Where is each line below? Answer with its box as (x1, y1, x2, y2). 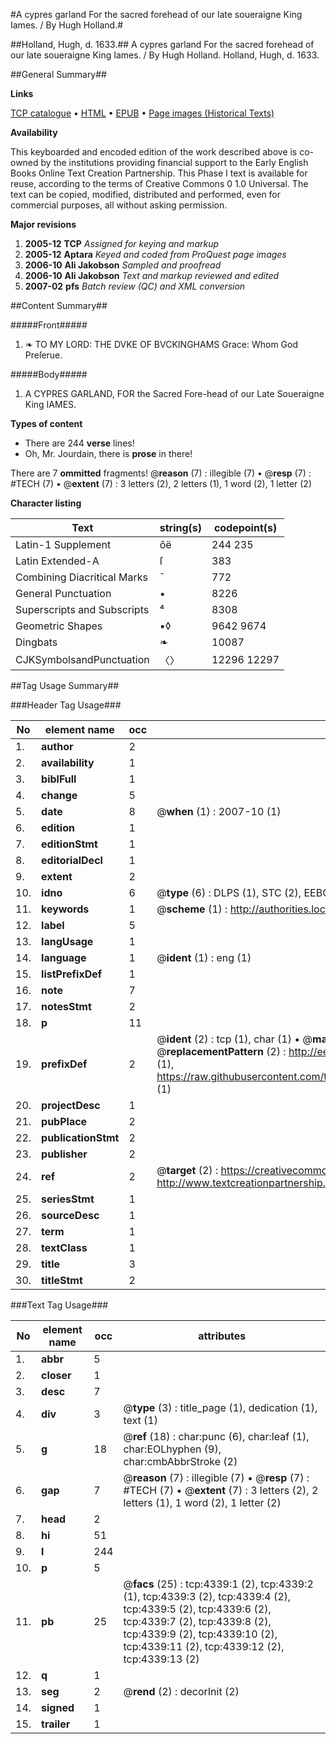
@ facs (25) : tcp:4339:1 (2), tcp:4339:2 (123, 1577, 314, 1591)
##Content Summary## (10, 300, 108, 311)
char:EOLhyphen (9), (123, 1442, 222, 1456)
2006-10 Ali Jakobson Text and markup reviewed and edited (24, 270, 280, 281)
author (41, 740, 74, 753)
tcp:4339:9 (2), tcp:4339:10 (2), (123, 1627, 278, 1641)
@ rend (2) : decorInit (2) (123, 1685, 240, 1698)
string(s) (159, 521, 203, 534)
